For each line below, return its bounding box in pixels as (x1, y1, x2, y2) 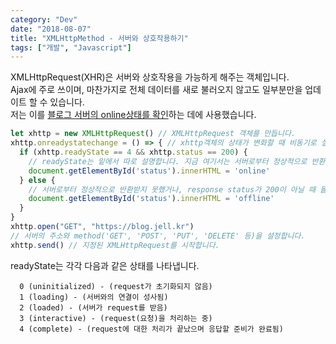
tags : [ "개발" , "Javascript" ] (10, 42, 132, 53)
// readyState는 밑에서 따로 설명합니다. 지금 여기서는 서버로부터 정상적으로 (28, 156, 308, 166)
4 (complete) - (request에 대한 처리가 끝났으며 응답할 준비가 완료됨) (19, 324, 284, 334)
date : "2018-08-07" (10, 24, 92, 34)
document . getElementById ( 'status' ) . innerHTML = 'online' (28, 166, 271, 176)
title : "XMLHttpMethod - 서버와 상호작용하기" (10, 33, 189, 43)
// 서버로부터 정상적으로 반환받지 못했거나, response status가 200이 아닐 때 (28, 184, 316, 195)
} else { (19, 175, 56, 185)
